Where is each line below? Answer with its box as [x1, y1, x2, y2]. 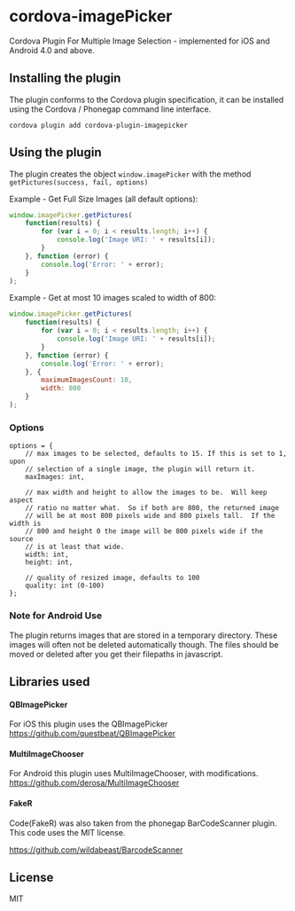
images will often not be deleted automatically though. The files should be [9, 639, 279, 649]
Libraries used [9, 674, 90, 689]
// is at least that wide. [25, 543, 125, 552]
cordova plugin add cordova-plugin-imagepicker [9, 121, 189, 130]
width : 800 [41, 384, 82, 393]
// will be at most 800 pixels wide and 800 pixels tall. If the [25, 512, 276, 521]
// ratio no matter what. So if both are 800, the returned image [25, 504, 279, 513]
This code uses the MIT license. [9, 827, 126, 837]
